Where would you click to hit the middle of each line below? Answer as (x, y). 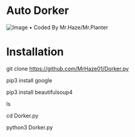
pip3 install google (29, 80)
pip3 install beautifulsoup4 (39, 92)
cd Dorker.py (22, 115)
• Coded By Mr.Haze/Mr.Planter (69, 27)
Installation (35, 52)
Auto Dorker (38, 11)
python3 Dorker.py (30, 127)
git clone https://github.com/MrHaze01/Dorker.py (67, 68)
